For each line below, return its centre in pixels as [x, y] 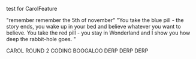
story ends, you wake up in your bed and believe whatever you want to [94, 27]
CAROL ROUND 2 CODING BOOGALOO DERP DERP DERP [77, 51]
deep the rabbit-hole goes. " [41, 39]
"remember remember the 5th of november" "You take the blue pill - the [95, 20]
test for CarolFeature [32, 9]
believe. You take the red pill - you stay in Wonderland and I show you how [98, 33]
